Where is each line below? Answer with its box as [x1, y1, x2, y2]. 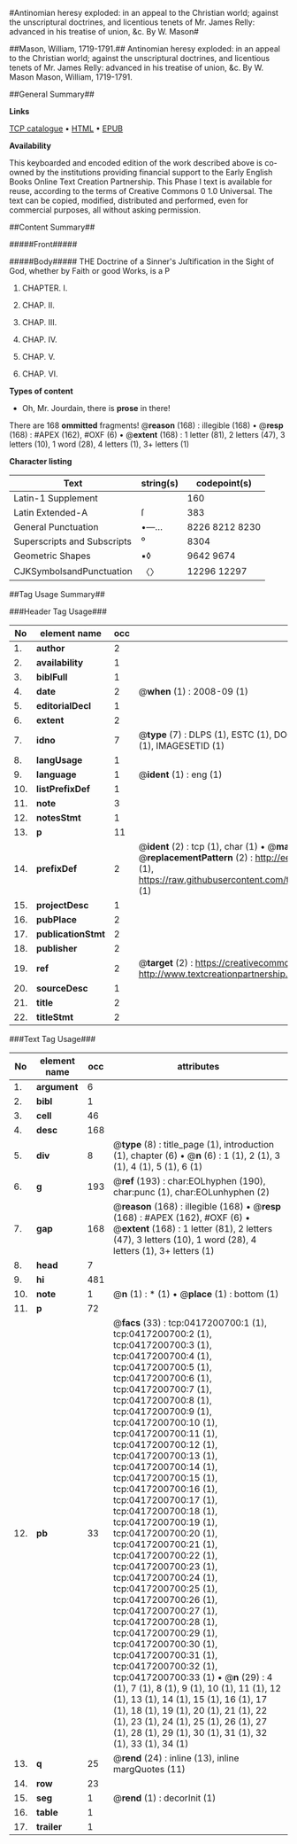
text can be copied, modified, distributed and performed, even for [9, 195, 249, 206]
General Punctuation [13, 521, 99, 533]
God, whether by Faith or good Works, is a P [9, 266, 171, 276]
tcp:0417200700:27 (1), [113, 1605, 218, 1616]
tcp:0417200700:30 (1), [113, 1638, 218, 1650]
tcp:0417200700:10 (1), [113, 1417, 218, 1428]
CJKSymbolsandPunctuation [13, 565, 133, 577]
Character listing [9, 456, 72, 466]
